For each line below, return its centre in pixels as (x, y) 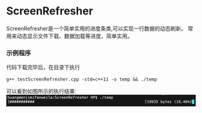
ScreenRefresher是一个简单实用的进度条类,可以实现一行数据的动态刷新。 (96, 28)
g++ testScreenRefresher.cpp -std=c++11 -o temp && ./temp (82, 79)
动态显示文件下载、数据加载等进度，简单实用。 (75, 36)
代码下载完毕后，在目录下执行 (43, 67)
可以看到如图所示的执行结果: (41, 91)
